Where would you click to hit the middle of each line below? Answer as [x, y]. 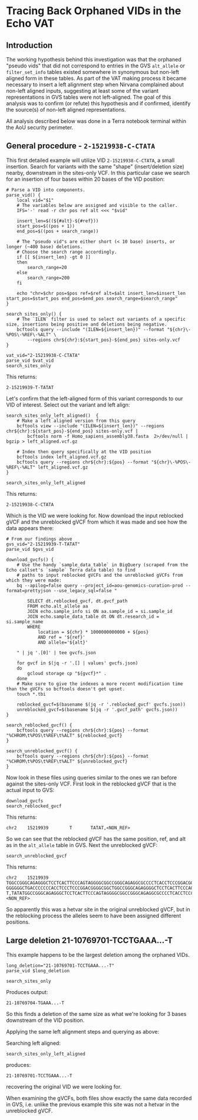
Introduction [29, 45]
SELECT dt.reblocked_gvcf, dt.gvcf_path [77, 601]
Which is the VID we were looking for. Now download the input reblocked [95, 515]
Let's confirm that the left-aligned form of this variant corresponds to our [95, 398]
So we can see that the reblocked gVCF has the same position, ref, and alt [96, 839]
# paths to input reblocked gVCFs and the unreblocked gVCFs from [100, 575]
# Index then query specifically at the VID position [84, 452]
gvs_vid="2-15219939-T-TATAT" [43, 544]
